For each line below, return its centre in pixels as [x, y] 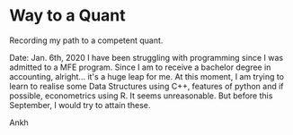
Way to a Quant [67, 16]
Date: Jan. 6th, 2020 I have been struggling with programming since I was [146, 57]
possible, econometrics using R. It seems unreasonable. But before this [141, 96]
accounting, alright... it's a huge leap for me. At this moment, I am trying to [147, 76]
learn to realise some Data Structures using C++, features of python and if [147, 86]
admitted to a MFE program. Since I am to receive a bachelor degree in [140, 67]
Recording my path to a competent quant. [86, 40]
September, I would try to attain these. [80, 105]
